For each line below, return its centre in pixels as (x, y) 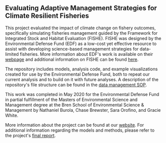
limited (12, 54)
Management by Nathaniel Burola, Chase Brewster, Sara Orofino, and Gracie (83, 110)
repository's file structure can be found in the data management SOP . (76, 85)
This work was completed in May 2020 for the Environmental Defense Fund (82, 94)
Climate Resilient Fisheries (47, 16)
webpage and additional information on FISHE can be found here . (72, 59)
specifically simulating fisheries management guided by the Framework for (81, 33)
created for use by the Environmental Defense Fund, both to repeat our (78, 74)
